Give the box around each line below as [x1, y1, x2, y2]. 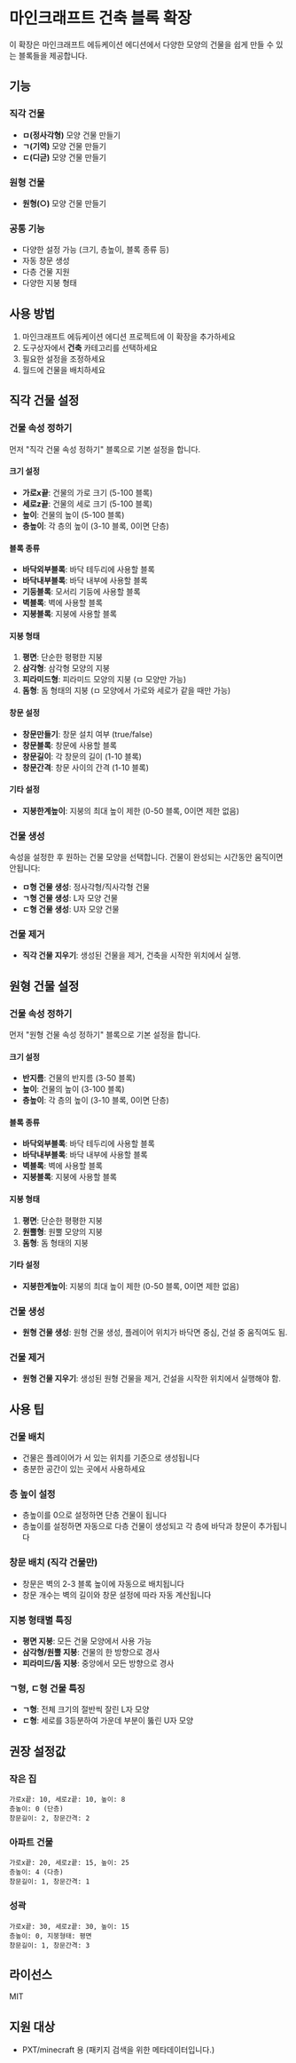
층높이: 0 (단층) [9, 1804, 64, 1813]
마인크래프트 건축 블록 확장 [9, 8, 192, 28]
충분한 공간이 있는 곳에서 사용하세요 [21, 1463, 146, 1475]
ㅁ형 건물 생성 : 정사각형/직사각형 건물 [21, 881, 151, 893]
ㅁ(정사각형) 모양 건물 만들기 [21, 130, 121, 140]
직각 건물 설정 [9, 393, 80, 409]
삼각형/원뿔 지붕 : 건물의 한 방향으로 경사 [21, 1647, 160, 1657]
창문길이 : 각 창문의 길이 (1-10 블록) [21, 751, 142, 761]
